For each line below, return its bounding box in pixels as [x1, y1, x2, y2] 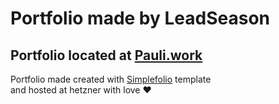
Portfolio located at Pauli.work [10, 47, 203, 64]
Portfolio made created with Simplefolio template [10, 73, 212, 85]
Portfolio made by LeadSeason [10, 7, 270, 30]
